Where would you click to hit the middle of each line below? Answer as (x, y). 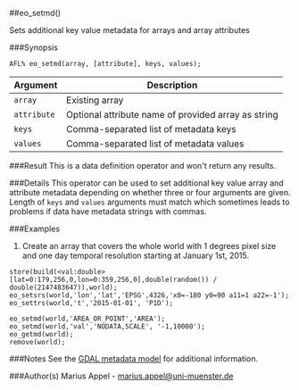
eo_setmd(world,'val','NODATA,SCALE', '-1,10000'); (107, 327)
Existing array (95, 100)
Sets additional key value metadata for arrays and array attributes (129, 30)
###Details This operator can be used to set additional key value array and (146, 183)
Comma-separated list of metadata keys (151, 129)
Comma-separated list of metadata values (155, 144)
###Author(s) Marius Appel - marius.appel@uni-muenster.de (121, 376)
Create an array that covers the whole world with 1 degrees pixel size (149, 246)
